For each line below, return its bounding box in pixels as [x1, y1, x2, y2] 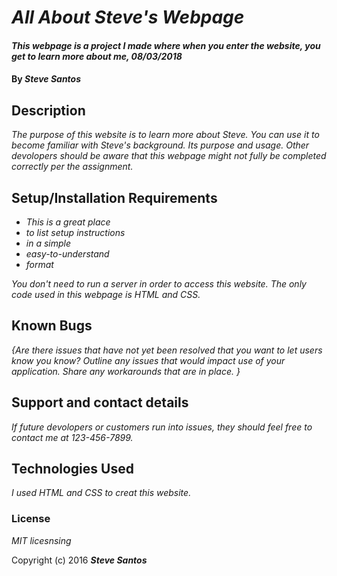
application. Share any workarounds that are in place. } [11, 365, 241, 377]
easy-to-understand [25, 248, 110, 260]
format [25, 259, 54, 270]
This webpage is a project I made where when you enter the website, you [11, 39, 321, 51]
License [11, 512, 51, 526]
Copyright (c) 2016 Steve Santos [11, 554, 148, 566]
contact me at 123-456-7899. [11, 431, 134, 443]
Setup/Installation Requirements [11, 189, 218, 206]
